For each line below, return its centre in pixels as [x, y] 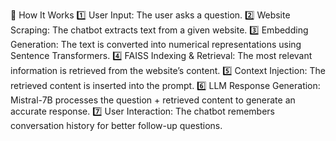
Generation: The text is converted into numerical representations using [156, 44]
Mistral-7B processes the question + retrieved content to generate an [153, 100]
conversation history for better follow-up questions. [116, 125]
